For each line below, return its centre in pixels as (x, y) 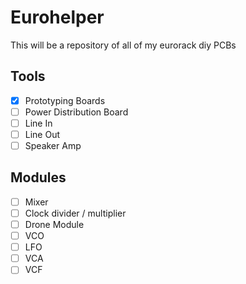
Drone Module (54, 224)
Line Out (42, 134)
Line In (38, 123)
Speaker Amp (53, 145)
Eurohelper (57, 17)
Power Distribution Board (76, 112)
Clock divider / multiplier (75, 213)
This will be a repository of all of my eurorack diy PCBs (123, 45)
